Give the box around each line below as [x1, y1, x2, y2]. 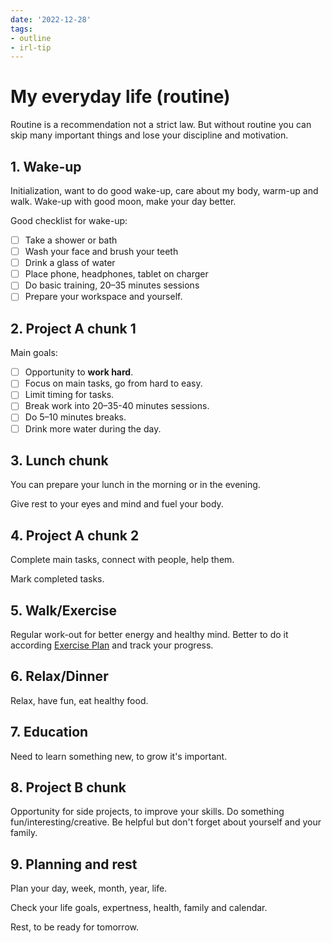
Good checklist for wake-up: [10, 215, 128, 226]
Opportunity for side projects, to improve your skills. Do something [10, 806, 285, 818]
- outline [10, 33, 52, 43]
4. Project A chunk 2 [10, 527, 140, 544]
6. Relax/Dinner [10, 668, 109, 685]
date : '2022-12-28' [10, 14, 92, 25]
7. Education [10, 724, 89, 741]
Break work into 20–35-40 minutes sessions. [24, 400, 210, 412]
